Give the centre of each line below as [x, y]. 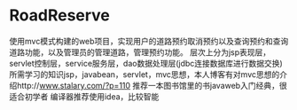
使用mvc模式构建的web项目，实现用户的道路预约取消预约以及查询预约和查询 [149, 41]
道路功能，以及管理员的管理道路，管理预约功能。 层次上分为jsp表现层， [140, 52]
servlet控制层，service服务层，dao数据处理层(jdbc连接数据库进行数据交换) [146, 63]
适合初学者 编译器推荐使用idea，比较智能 [84, 96]
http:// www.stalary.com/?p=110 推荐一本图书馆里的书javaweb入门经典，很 [152, 85]
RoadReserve [60, 16]
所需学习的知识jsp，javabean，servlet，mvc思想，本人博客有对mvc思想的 [145, 74]
